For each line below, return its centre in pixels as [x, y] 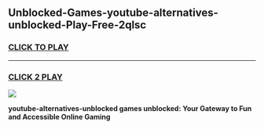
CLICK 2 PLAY [35, 77]
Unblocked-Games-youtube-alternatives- [113, 13]
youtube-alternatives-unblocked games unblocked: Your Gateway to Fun [130, 108]
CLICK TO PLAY [38, 48]
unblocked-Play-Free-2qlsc [77, 25]
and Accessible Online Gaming [59, 116]
